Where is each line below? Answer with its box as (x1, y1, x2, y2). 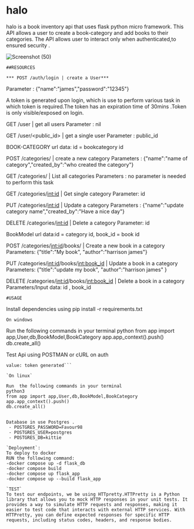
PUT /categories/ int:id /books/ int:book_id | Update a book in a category (6, 260, 178, 267)
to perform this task (6, 178, 54, 186)
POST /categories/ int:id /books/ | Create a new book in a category (6, 242, 165, 249)
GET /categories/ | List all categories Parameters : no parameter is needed (6, 172, 186, 180)
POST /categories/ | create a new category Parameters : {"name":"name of (6, 154, 188, 162)
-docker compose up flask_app (6, 471, 81, 477)
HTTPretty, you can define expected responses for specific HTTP (6, 512, 169, 518)
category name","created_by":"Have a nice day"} (6, 207, 125, 215)
